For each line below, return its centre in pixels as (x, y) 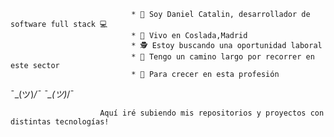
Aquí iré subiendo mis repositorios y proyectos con (212, 113)
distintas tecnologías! (60, 122)
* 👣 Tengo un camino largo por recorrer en (223, 57)
